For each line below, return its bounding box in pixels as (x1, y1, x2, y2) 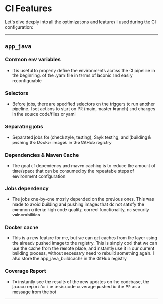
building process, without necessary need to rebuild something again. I (12, 250, 154, 256)
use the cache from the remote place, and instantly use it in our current (12, 245, 155, 251)
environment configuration (12, 173, 65, 179)
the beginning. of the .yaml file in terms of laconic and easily (12, 72, 133, 78)
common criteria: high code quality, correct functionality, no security (12, 206, 149, 212)
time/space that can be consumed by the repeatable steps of (12, 168, 134, 174)
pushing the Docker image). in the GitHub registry (12, 140, 112, 145)
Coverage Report (5, 268, 46, 275)
